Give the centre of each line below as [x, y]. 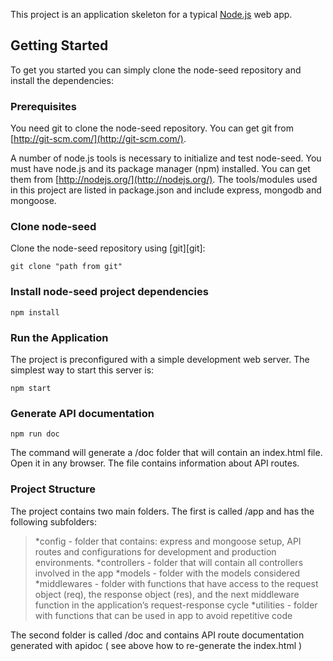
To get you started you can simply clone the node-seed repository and [156, 70]
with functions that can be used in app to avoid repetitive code [163, 615]
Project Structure [53, 489]
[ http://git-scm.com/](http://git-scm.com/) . [98, 139]
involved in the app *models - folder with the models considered [167, 573]
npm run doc [35, 434]
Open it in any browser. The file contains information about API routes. [155, 463]
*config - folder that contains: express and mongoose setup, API [168, 541]
